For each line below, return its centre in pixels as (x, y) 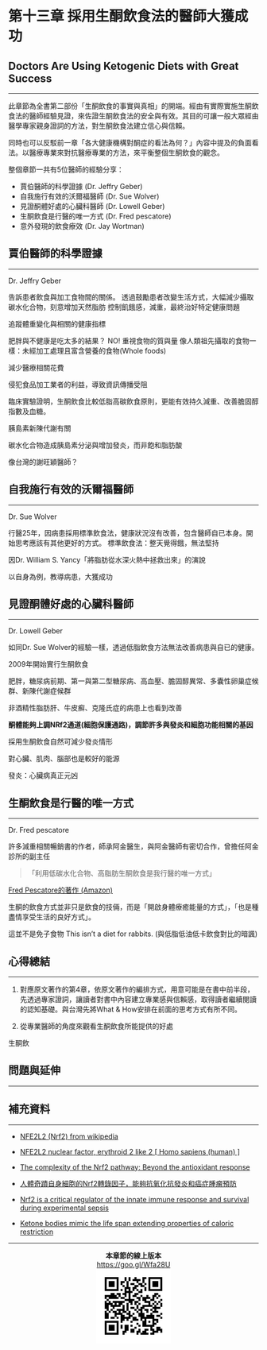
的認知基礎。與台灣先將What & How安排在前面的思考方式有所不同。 (131, 1009)
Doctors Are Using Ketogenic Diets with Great (124, 66)
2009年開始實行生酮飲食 (48, 664)
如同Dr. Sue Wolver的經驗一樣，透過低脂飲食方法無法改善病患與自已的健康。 (133, 648)
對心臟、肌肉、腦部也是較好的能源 (64, 759)
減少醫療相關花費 (36, 367)
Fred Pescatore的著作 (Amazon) (61, 890)
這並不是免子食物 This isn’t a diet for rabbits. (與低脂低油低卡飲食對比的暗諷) (133, 934)
